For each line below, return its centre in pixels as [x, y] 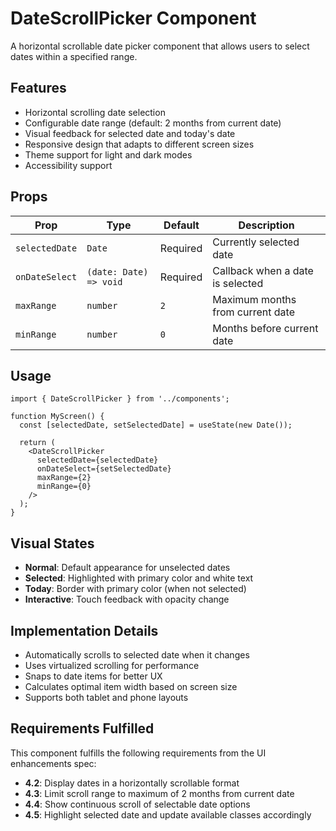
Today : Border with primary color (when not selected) [135, 589]
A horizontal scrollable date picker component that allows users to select [160, 46]
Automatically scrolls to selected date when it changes [137, 655]
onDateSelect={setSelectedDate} [104, 469]
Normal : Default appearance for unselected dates [127, 568]
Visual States [52, 543]
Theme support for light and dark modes [108, 154]
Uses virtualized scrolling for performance [112, 665]
